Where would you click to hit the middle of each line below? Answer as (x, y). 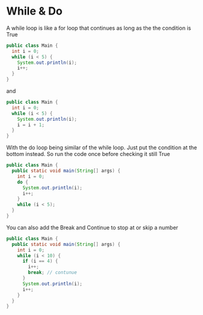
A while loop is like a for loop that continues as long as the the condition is (99, 28)
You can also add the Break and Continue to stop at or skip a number (92, 227)
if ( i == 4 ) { (40, 261)
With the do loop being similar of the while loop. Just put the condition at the (102, 147)
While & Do (34, 11)
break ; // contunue (53, 273)
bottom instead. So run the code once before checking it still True (88, 154)
